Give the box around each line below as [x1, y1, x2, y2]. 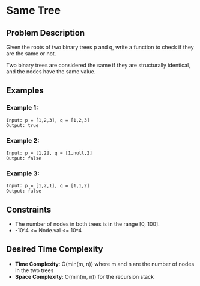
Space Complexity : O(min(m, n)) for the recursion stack [14, 273, 154, 280]
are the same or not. [6, 50, 56, 57]
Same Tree [6, 4, 61, 17]
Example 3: [6, 169, 40, 178]
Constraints [6, 204, 52, 214]
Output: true [6, 122, 39, 128]
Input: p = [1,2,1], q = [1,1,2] [6, 183, 90, 189]
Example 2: [6, 136, 40, 145]
